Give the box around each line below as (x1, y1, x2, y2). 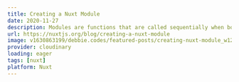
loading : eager (7, 51, 53, 58)
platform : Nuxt (7, 63, 53, 71)
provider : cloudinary (7, 43, 72, 51)
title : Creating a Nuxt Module (7, 10, 100, 18)
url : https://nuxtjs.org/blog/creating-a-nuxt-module (7, 30, 171, 38)
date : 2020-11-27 (7, 17, 59, 24)
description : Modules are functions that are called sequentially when (7, 24, 224, 31)
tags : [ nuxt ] (7, 57, 46, 64)
